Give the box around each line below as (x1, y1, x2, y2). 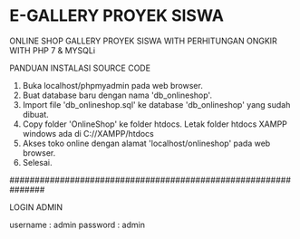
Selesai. (22, 157, 53, 167)
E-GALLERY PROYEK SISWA (9, 5, 225, 26)
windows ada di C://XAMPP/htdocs (22, 128, 154, 139)
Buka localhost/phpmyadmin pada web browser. (22, 80, 204, 91)
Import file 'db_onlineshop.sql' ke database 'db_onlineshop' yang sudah (22, 99, 291, 110)
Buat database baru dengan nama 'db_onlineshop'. (22, 90, 213, 100)
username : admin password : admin (9, 219, 145, 230)
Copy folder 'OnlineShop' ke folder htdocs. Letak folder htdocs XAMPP (22, 119, 288, 129)
